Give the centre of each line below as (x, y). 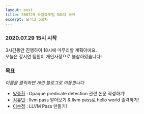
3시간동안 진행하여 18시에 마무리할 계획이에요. (51, 50)
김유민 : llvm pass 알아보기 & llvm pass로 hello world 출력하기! (76, 100)
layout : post (19, 10)
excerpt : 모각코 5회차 (27, 19)
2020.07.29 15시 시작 (31, 38)
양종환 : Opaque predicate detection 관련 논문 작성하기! (69, 93)
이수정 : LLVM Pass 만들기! (40, 106)
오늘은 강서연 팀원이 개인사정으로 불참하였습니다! (54, 56)
